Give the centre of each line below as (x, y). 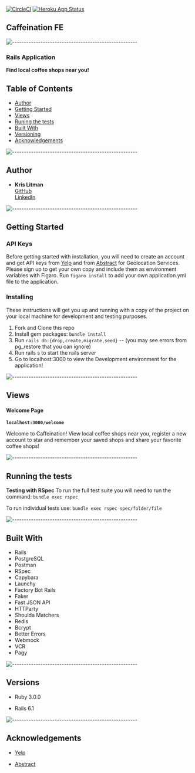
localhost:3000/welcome (35, 423)
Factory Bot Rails (35, 589)
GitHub (23, 191)
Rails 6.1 (24, 708)
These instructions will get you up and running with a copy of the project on (98, 310)
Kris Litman (29, 184)
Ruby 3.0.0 (28, 697)
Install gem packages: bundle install (60, 334)
